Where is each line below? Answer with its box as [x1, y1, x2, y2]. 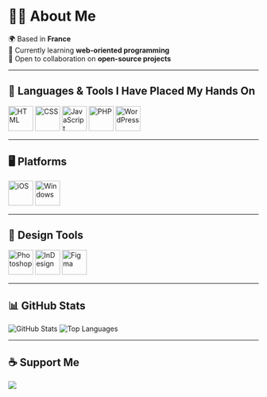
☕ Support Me [8, 356, 79, 369]
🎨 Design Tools [8, 228, 83, 242]
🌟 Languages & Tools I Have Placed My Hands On [8, 84, 256, 98]
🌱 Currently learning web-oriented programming [8, 45, 170, 55]
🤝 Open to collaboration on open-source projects [8, 53, 172, 63]
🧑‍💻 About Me [8, 7, 97, 25]
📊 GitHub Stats [8, 298, 86, 313]
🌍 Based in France [8, 33, 72, 43]
